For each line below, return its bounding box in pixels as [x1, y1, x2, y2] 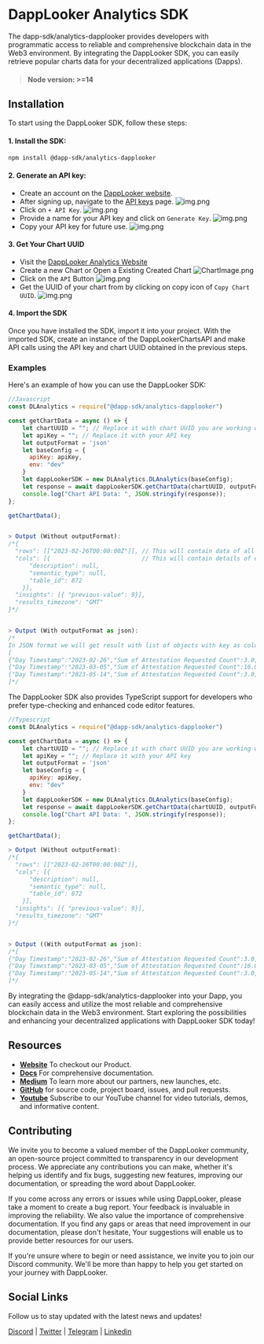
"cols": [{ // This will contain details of [15, 554, 251, 563]
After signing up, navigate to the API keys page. [19, 197, 174, 206]
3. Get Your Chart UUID [8, 240, 85, 249]
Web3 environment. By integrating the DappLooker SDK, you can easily [8, 48, 240, 57]
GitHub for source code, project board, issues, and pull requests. [19, 1084, 231, 1094]
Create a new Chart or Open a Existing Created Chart [19, 265, 192, 274]
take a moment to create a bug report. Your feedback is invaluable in [8, 1202, 230, 1212]
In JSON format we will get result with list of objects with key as [8, 641, 241, 650]
